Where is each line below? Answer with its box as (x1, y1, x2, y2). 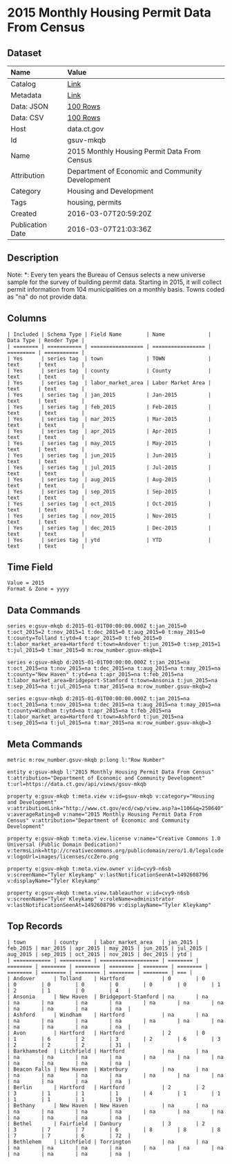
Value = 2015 (7, 579, 45, 587)
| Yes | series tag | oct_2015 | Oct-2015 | (7, 500, 212, 507)
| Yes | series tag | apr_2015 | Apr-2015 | (7, 427, 212, 435)
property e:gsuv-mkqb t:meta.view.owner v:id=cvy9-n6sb (7, 865, 171, 872)
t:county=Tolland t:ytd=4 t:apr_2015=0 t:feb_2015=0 (7, 635, 162, 642)
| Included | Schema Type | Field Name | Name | (7, 330, 212, 338)
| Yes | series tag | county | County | (7, 367, 212, 374)
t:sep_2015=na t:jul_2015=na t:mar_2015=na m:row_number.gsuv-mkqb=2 (7, 683, 212, 691)
